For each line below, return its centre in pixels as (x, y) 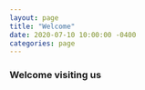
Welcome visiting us (56, 75)
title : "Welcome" (42, 26)
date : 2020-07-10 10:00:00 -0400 (73, 35)
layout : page (34, 18)
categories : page (42, 43)
